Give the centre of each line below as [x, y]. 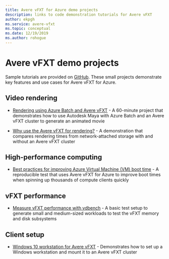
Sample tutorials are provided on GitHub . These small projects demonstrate [83, 77]
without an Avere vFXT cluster [44, 141]
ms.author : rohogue [26, 38]
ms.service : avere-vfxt [30, 24]
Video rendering [32, 98]
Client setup [25, 235]
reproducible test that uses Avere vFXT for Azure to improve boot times [87, 175]
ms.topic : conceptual [28, 29]
